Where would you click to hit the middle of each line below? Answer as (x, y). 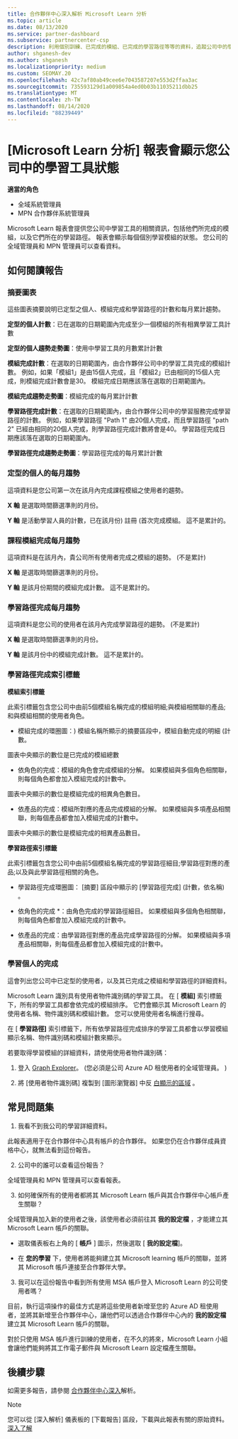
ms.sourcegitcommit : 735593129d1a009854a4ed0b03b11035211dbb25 (103, 87)
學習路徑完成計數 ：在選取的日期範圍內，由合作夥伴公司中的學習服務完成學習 (119, 411)
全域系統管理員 (39, 204)
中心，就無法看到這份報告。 (53, 1150)
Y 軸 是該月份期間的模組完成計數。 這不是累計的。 (80, 587)
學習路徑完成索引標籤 (44, 675)
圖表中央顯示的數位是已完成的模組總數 (63, 754)
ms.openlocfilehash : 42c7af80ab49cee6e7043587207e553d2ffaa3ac (103, 80)
